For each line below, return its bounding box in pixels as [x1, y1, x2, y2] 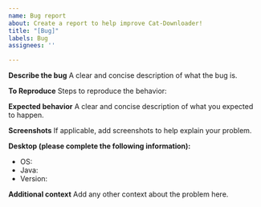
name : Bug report [8, 11, 67, 20]
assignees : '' [8, 42, 56, 50]
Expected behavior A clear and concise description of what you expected [8, 102, 254, 112]
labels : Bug [8, 34, 48, 43]
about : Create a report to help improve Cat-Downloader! [8, 19, 203, 27]
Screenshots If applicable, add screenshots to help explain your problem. [8, 126, 252, 136]
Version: [19, 174, 48, 184]
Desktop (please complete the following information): [8, 141, 191, 151]
